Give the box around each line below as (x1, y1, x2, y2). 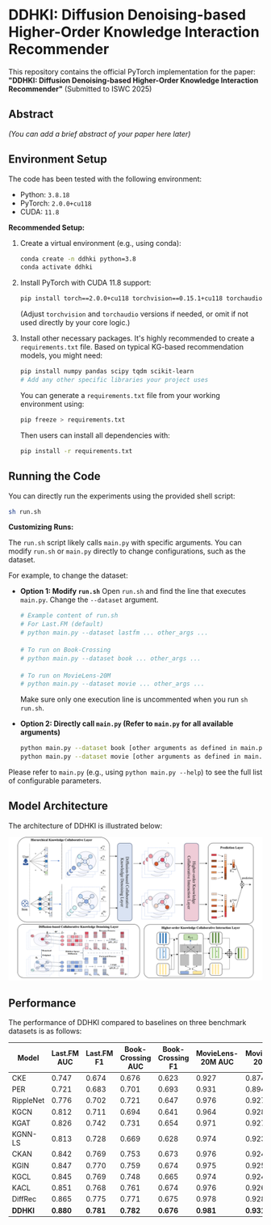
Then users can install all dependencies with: (19, 430, 171, 440)
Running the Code (8, 469, 101, 483)
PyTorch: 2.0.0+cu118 (19, 198, 92, 208)
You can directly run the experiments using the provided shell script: (8, 491, 236, 501)
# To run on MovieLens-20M (19, 672, 111, 680)
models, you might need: (19, 350, 103, 361)
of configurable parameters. (8, 776, 102, 786)
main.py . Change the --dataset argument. (19, 595, 159, 604)
